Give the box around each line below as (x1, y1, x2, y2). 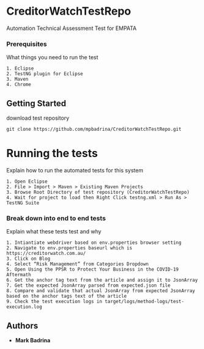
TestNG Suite (6, 200, 40, 206)
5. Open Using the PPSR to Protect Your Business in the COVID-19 (6, 266, 179, 273)
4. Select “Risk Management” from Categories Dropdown (6, 261, 149, 267)
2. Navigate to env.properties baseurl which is (6, 245, 133, 251)
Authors (6, 320, 38, 331)
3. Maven (6, 76, 29, 83)
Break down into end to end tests (6, 214, 106, 222)
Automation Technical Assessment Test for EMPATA (6, 24, 137, 32)
